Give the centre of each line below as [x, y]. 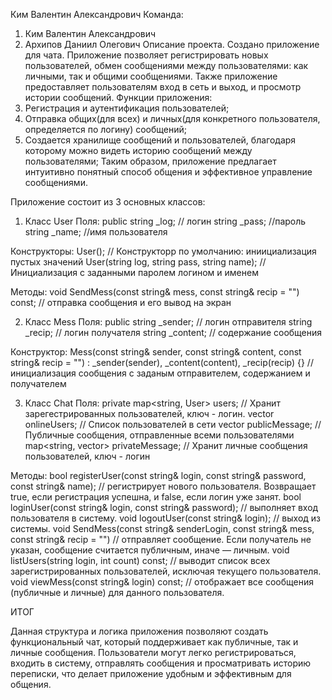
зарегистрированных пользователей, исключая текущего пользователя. [166, 571]
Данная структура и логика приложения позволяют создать [139, 631]
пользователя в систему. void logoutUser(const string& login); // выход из [165, 518]
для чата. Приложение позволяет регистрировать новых [146, 55]
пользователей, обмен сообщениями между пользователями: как [166, 65]
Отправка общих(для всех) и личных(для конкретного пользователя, [172, 118]
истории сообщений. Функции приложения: [118, 97]
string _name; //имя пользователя [96, 232]
